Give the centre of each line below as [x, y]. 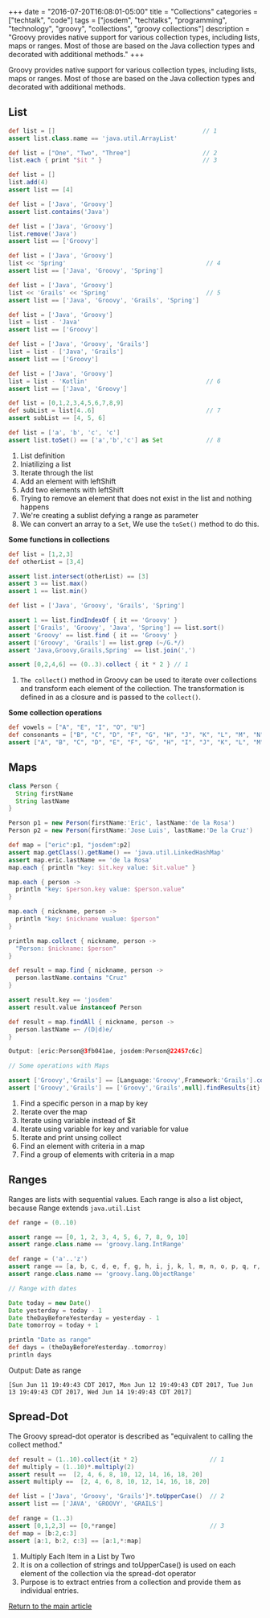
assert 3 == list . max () [48, 584]
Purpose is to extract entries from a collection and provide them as [131, 1582]
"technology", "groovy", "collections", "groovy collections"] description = [129, 29]
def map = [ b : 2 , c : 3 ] [43, 1533]
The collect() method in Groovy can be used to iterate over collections [138, 680]
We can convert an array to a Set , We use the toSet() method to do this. [139, 524]
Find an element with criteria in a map [82, 1146]
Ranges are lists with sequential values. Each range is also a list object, [126, 1199]
